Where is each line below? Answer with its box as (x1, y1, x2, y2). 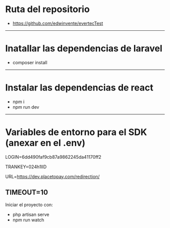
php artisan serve (12, 211, 50, 217)
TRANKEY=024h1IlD (5, 163, 47, 170)
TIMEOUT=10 (5, 188, 48, 197)
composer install (12, 59, 48, 65)
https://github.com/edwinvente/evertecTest (12, 20, 103, 26)
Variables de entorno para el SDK (5, 126, 147, 138)
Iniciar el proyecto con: (5, 201, 53, 208)
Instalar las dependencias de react (5, 82, 153, 94)
